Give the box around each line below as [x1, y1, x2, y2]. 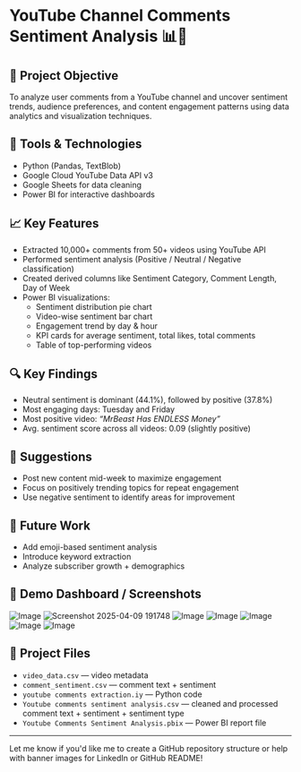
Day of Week [21, 282, 70, 293]
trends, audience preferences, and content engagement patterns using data [9, 101, 289, 112]
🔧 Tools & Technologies [9, 136, 142, 152]
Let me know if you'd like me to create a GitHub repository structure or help [9, 742, 288, 753]
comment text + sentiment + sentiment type [21, 708, 185, 718]
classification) [21, 263, 74, 274]
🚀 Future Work [9, 518, 91, 533]
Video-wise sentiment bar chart [35, 311, 153, 322]
